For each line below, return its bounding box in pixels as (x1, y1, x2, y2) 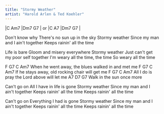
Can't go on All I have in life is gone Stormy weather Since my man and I (5, 83, 150, 89)
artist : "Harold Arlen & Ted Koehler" (5, 12, 84, 17)
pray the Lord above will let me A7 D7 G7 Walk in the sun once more (5, 74, 142, 80)
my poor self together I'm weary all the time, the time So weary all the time (5, 54, 156, 60)
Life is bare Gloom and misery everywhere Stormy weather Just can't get (5, 49, 153, 55)
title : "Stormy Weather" (5, 7, 56, 12)
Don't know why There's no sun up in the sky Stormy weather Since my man (5, 35, 159, 40)
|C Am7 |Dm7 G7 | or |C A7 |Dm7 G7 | (5, 25, 81, 31)
